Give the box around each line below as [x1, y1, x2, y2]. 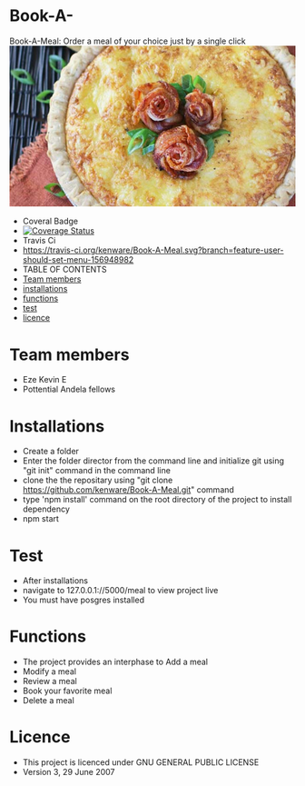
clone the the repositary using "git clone [22, 474, 173, 486]
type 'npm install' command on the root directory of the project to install [22, 494, 292, 505]
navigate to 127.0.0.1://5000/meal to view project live [22, 585, 219, 596]
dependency [22, 503, 71, 514]
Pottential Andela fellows [22, 383, 116, 395]
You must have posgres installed [22, 594, 145, 605]
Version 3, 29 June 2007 [22, 767, 115, 778]
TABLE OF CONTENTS [22, 264, 107, 275]
